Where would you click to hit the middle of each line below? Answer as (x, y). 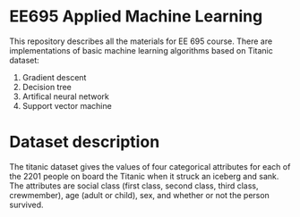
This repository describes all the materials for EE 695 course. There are (141, 41)
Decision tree (47, 87)
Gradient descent (54, 77)
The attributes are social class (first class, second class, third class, (134, 186)
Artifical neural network (65, 96)
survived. (26, 204)
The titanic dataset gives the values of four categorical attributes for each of (150, 166)
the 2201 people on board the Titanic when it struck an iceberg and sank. (144, 176)
